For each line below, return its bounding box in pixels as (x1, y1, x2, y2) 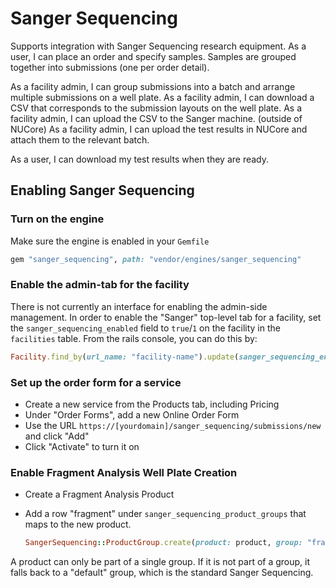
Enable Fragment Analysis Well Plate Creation (10, 465, 238, 479)
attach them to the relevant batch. (10, 133, 150, 146)
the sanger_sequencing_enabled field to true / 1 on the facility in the (10, 322, 281, 334)
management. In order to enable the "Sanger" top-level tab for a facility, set (10, 311, 322, 323)
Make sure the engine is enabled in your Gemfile (10, 235, 210, 247)
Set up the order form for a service (10, 375, 182, 389)
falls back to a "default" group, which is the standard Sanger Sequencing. (10, 567, 314, 579)
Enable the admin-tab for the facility (10, 278, 190, 292)
